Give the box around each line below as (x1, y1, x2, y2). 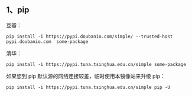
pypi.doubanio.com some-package (6, 38, 89, 45)
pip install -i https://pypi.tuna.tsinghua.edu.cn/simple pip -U (6, 84, 170, 90)
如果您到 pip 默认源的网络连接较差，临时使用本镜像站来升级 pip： (6, 72, 165, 80)
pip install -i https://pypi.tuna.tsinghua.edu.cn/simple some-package (6, 61, 186, 67)
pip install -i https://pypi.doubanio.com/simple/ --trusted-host (6, 34, 173, 39)
